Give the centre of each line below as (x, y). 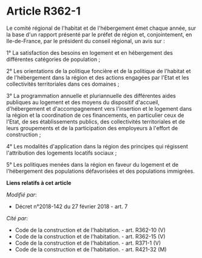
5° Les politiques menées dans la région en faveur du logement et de (93, 164)
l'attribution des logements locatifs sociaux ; (62, 153)
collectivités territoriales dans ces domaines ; (63, 84)
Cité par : (17, 218)
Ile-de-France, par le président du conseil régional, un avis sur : (86, 41)
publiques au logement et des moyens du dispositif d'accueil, (83, 102)
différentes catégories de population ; (53, 59)
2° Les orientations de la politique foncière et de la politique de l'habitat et (99, 71)
